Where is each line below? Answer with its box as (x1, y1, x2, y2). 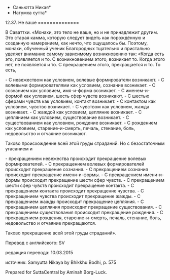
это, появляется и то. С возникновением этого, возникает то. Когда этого (5, 56, 165, 62)
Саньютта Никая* (12, 5, 51, 10)
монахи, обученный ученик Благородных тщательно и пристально (5, 46, 150, 51)
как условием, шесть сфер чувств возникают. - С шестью (23, 93, 150, 99)
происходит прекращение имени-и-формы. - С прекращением (5, 172, 142, 178)
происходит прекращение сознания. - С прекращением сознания (5, 167, 148, 172)
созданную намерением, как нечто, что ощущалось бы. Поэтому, (5, 40, 148, 46)
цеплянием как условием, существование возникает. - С (5, 114, 129, 121)
